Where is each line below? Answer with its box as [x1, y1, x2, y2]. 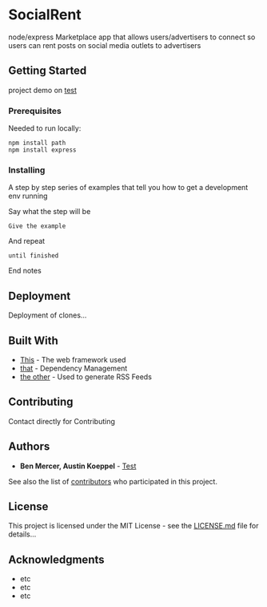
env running [8, 191, 48, 201]
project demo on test [8, 85, 78, 95]
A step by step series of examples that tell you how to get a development [8, 183, 249, 192]
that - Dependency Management [19, 363, 128, 373]
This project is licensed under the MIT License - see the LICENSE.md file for [8, 521, 259, 531]
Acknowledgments [8, 552, 106, 566]
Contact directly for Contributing [8, 416, 116, 426]
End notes [8, 266, 42, 276]
